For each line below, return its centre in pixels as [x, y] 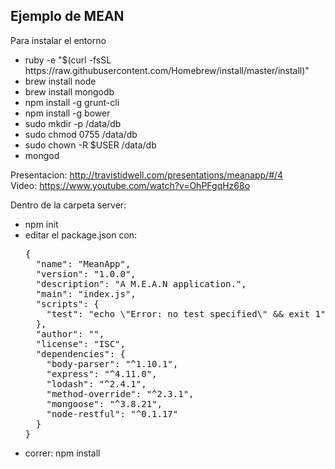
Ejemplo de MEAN [67, 16]
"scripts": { [67, 303]
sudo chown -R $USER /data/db [90, 145]
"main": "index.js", [86, 293]
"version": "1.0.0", [86, 273]
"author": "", [70, 333]
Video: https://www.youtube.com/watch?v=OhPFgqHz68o [130, 185]
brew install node [60, 81]
